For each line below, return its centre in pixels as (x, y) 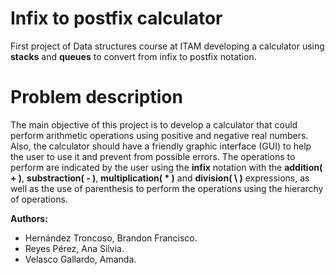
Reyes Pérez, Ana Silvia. (74, 248)
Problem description (96, 97)
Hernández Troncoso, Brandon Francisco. (111, 238)
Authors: (29, 218)
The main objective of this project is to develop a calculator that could (154, 124)
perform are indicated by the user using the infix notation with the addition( (166, 167)
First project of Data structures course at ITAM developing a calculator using (167, 46)
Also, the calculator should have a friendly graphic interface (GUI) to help (161, 146)
